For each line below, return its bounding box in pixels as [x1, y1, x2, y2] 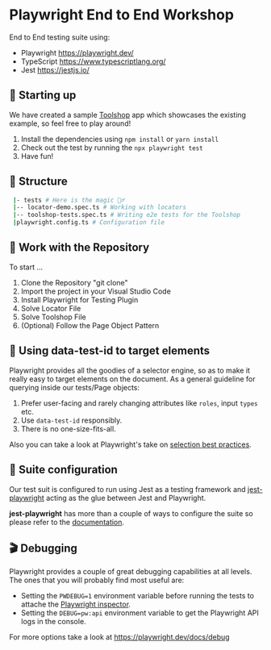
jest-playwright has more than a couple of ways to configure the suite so [9, 508, 253, 518]
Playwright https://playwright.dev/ [20, 48, 134, 57]
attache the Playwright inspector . [20, 599, 131, 610]
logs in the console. [20, 617, 87, 627]
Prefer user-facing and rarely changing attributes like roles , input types [20, 398, 258, 408]
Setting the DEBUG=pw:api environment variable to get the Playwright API [20, 608, 259, 618]
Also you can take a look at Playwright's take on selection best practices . [9, 440, 252, 449]
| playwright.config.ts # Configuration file [12, 219, 165, 227]
